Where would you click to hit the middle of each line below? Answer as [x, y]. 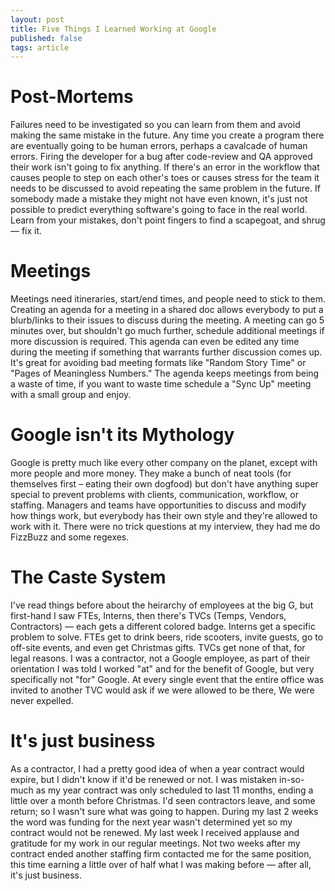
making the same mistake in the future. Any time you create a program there [167, 135]
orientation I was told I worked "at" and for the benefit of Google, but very [162, 669]
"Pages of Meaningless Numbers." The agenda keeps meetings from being [165, 373]
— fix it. [26, 231]
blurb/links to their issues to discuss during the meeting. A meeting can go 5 [167, 320]
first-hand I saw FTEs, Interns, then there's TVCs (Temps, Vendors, [148, 615]
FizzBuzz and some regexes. [70, 537]
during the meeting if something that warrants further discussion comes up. [166, 352]
